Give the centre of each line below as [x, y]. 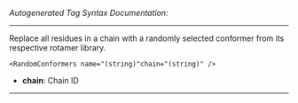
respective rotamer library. [58, 48]
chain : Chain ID [51, 80]
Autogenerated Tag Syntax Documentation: [89, 13]
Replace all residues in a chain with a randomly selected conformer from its [147, 38]
